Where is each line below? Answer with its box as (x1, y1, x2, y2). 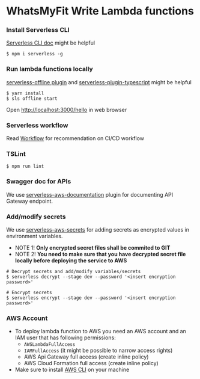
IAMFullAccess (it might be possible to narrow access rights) (23, 347, 173, 354)
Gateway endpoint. (6, 197, 53, 205)
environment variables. (6, 232, 63, 239)
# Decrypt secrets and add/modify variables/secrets (6, 268, 141, 274)
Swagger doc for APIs (6, 177, 71, 186)
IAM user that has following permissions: (14, 334, 116, 341)
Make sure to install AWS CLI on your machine (14, 366, 130, 374)
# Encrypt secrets (6, 289, 52, 295)
